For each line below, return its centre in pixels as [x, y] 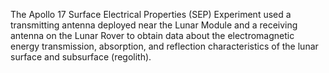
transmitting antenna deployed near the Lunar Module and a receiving [154, 25]
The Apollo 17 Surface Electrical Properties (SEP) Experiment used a [151, 14]
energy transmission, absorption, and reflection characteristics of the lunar [164, 46]
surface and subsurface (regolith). [81, 57]
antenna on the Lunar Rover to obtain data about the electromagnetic [152, 35]
